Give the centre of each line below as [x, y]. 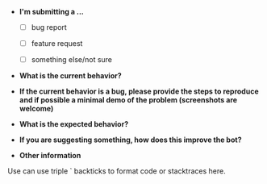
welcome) [36, 109]
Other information [50, 156]
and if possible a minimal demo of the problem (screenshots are [128, 100]
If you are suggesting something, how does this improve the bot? [130, 140]
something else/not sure [72, 60]
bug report [49, 27]
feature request [57, 44]
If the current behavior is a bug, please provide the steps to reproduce [139, 91]
